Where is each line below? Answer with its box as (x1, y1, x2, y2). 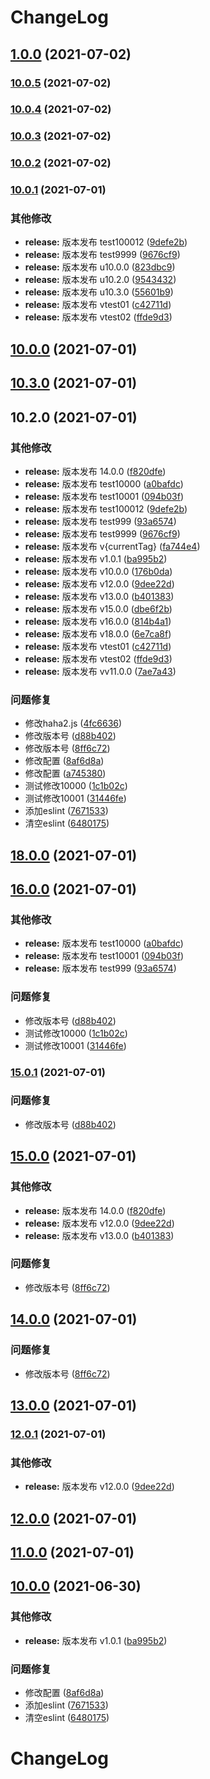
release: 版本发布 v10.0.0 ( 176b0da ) (24, 565, 173, 577)
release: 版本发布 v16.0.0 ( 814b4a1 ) (24, 615, 172, 627)
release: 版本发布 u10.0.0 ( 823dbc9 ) (24, 261, 176, 273)
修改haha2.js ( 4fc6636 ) (24, 717, 123, 730)
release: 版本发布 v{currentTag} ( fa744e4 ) (24, 540, 201, 552)
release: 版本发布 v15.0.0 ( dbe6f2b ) (24, 602, 173, 615)
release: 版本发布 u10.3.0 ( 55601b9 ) (24, 286, 174, 298)
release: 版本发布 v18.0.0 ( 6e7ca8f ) (24, 627, 172, 640)
